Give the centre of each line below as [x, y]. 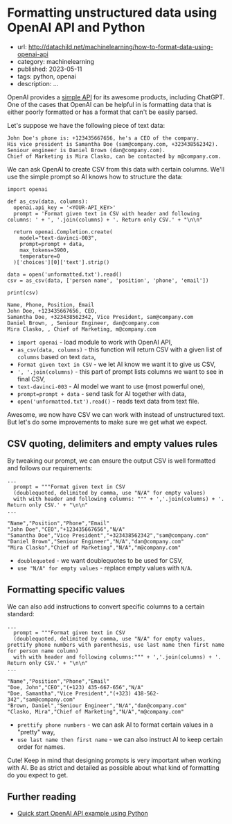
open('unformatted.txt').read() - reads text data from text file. [108, 401]
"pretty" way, [36, 732]
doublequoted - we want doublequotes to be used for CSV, [100, 560]
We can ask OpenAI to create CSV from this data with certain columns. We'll [116, 169]
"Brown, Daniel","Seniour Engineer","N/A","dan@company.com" [97, 706]
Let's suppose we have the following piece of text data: [86, 125]
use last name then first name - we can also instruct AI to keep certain [120, 739]
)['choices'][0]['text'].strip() [62, 262]
